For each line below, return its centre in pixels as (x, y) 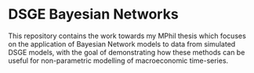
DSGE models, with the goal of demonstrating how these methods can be (127, 52)
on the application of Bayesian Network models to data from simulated (122, 43)
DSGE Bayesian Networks (93, 14)
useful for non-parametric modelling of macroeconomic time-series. (118, 61)
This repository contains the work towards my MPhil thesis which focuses (127, 36)
